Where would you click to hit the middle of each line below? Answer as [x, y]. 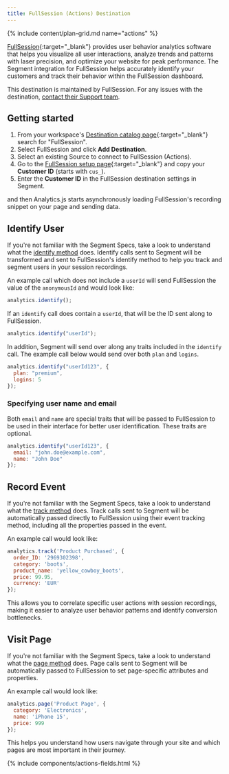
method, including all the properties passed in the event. [87, 526]
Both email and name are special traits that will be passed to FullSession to [111, 419]
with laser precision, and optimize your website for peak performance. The [113, 61]
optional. [20, 433]
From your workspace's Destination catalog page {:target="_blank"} [112, 135]
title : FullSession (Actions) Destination [69, 13]
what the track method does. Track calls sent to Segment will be [98, 510]
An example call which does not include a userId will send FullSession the [112, 281]
